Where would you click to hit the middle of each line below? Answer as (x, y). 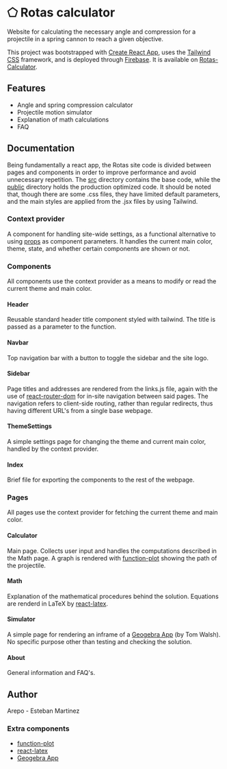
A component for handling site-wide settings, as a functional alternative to (111, 234)
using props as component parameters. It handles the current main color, (110, 241)
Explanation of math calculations (63, 119)
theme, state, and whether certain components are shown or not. (98, 248)
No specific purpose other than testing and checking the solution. (100, 642)
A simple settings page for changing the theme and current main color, (107, 441)
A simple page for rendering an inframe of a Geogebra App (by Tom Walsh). (114, 635)
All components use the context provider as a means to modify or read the (112, 281)
